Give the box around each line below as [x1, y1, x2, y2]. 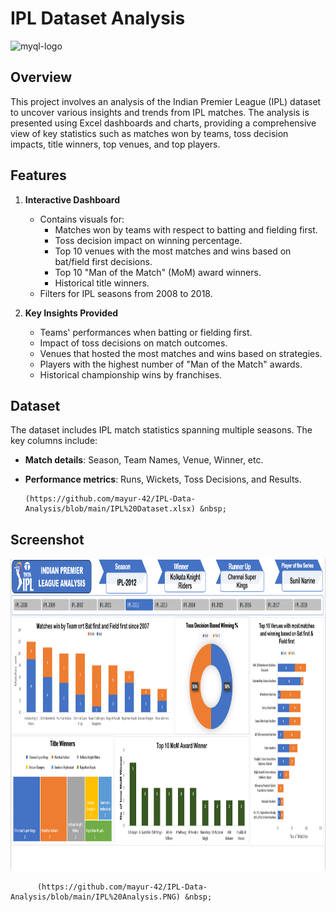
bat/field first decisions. [54, 255, 153, 267]
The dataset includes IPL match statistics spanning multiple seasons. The [10, 424, 313, 436]
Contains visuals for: [39, 213, 125, 225]
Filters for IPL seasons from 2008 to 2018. [39, 287, 213, 299]
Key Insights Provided [24, 307, 119, 319]
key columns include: [10, 435, 98, 447]
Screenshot [10, 531, 85, 548]
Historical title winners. [54, 277, 150, 289]
